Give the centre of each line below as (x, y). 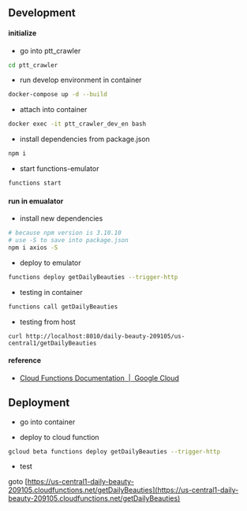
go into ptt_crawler (50, 50)
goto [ (18, 482)
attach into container (53, 110)
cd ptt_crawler (33, 65)
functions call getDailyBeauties (63, 307)
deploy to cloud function (60, 437)
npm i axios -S (33, 248)
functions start (35, 183)
